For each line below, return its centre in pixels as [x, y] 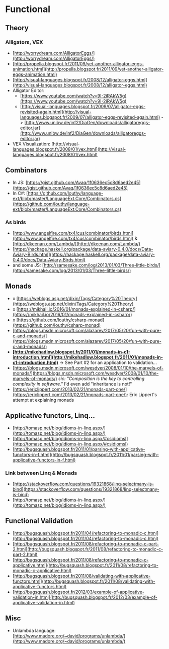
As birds [16, 222]
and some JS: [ [28, 265]
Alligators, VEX [24, 42]
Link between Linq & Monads [41, 473]
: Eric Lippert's [142, 394]
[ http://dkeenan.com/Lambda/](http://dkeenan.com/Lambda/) [76, 244]
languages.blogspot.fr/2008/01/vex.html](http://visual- [69, 149]
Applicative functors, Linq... [50, 416]
